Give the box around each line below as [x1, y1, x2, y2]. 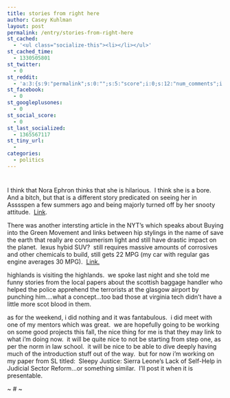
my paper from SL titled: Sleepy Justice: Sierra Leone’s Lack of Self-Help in [7, 357, 222, 365]
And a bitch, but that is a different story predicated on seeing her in [7, 193, 197, 201]
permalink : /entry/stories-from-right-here [7, 29, 134, 36]
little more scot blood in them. [7, 299, 91, 308]
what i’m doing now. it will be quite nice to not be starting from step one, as [7, 335, 221, 343]
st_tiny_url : [7, 138, 45, 145]
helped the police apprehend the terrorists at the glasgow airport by [7, 285, 199, 293]
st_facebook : [7, 86, 45, 93]
